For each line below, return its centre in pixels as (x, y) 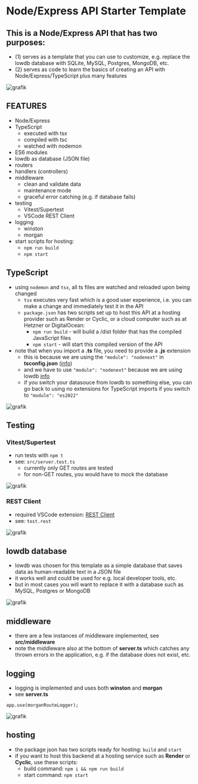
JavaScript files (52, 338)
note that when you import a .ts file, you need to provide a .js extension (103, 350)
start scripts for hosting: (44, 241)
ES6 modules (31, 152)
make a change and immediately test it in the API (83, 306)
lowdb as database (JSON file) (52, 158)
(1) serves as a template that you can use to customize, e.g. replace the (102, 57)
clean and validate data (52, 184)
